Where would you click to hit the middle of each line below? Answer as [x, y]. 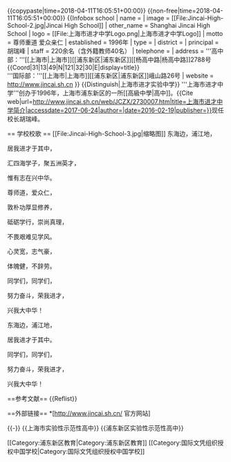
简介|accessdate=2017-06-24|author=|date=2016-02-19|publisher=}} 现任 [119, 110]
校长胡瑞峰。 [25, 119]
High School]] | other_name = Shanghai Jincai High [138, 25]
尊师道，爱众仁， [31, 193]
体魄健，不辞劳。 [31, 266]
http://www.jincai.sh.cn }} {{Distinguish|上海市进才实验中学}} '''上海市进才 [112, 84]
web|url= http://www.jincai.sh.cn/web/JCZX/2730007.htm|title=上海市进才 [112, 101]
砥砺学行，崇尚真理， [37, 222]
